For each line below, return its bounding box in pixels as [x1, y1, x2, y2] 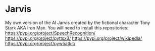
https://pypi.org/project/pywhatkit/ [5, 40, 76, 46]
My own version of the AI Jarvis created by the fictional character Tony [5, 20, 150, 25]
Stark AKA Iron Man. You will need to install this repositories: [5, 25, 129, 30]
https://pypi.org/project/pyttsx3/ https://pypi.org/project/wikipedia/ [5, 35, 142, 41]
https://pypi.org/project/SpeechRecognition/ [5, 30, 96, 36]
